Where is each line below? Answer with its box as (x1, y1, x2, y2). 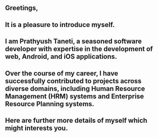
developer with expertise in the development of (5, 45, 153, 53)
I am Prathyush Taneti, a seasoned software (5, 37, 142, 46)
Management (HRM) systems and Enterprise (5, 92, 144, 100)
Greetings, (5, 4, 38, 12)
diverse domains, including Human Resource (5, 84, 145, 92)
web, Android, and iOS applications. (5, 52, 117, 61)
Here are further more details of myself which (5, 116, 148, 124)
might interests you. (5, 124, 68, 132)
